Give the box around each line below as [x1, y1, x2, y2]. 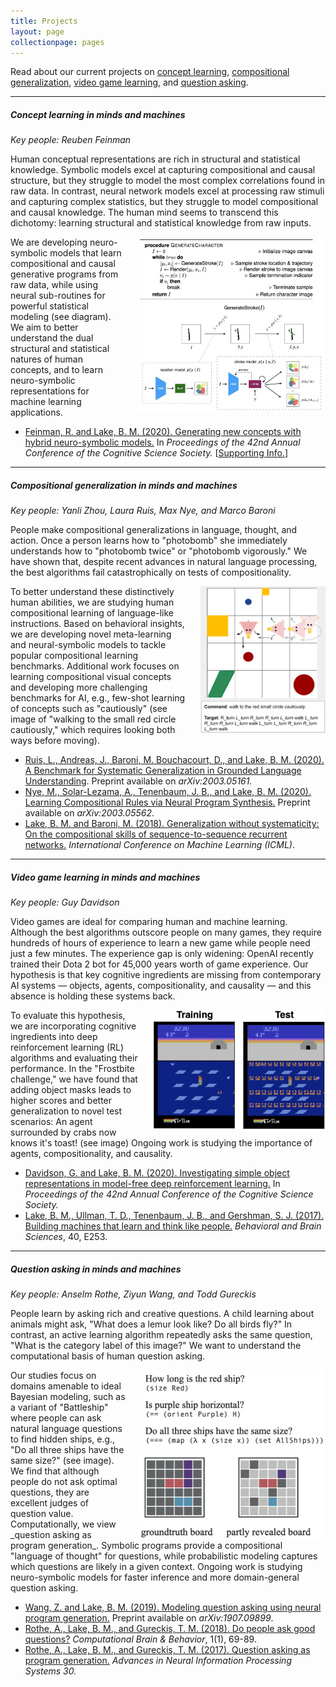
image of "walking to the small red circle [10, 713, 177, 725]
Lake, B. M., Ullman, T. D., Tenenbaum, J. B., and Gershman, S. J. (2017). [24, 1210, 325, 1222]
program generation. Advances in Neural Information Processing [24, 1655, 292, 1667]
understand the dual [10, 332, 94, 344]
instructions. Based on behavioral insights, [10, 618, 185, 630]
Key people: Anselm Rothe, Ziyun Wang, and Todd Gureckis [10, 1288, 257, 1300]
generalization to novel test [10, 1105, 123, 1117]
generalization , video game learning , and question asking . [10, 76, 249, 89]
